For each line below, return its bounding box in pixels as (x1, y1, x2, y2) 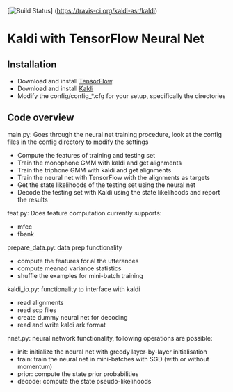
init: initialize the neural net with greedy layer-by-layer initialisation (17, 348, 207, 356)
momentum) (17, 362, 53, 370)
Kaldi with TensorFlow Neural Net (7, 31, 205, 47)
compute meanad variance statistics (17, 264, 122, 272)
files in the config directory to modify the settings (7, 138, 149, 146)
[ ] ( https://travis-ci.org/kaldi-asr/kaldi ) (7, 7, 158, 15)
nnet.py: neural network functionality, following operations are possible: (7, 334, 213, 342)
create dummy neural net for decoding (17, 313, 128, 321)
